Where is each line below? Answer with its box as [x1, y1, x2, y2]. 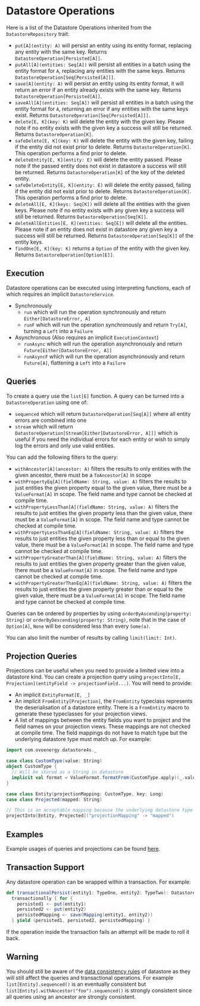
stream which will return [14, 422, 73, 430]
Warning [6, 952, 39, 962]
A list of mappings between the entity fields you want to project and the [14, 717, 190, 724]
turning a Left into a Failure [23, 327, 93, 335]
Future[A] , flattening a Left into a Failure [23, 359, 126, 366]
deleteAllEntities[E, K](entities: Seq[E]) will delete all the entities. [14, 219, 188, 226]
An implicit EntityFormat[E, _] [14, 691, 90, 699]
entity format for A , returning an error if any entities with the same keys [14, 105, 189, 112]
